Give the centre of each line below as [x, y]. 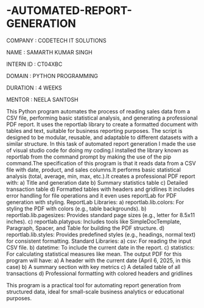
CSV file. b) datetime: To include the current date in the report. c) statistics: [100, 247]
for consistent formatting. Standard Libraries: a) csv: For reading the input [99, 241]
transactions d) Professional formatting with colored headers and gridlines [100, 273]
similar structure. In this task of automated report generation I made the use [101, 143]
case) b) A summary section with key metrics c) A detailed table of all [93, 267]
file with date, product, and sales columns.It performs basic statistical [93, 170]
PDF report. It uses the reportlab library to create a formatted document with [102, 124]
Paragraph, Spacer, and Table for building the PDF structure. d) [86, 228]
